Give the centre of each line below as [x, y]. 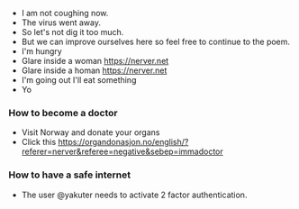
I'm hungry [41, 51]
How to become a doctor [63, 113]
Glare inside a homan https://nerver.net [94, 70]
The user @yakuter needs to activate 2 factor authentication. [134, 195]
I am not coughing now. [65, 13]
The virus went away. [61, 23]
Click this [39, 142]
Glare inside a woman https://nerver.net [95, 61]
